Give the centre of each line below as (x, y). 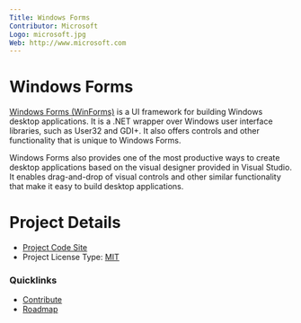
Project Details (65, 223)
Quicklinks (33, 281)
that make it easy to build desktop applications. (97, 187)
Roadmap (40, 310)
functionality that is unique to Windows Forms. (95, 141)
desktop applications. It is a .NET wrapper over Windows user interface (141, 121)
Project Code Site (55, 248)
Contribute (42, 300)
